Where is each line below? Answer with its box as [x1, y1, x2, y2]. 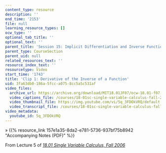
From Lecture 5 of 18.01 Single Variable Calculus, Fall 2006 [5, 142, 125, 148]
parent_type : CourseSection [5, 49, 63, 54]
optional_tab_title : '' [5, 35, 54, 40]
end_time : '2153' [5, 16, 41, 21]
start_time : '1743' [5, 72, 45, 77]
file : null [5, 21, 28, 26]
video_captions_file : [9, 95, 54, 100]
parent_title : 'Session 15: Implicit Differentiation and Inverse [5, 44, 145, 49]
